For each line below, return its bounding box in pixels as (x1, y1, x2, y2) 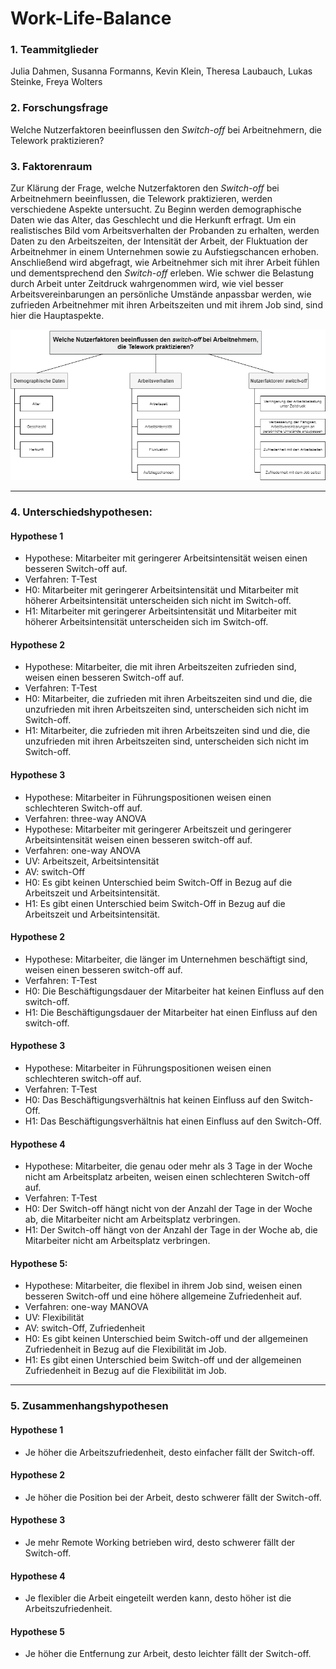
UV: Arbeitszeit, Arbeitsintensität (24, 855, 160, 867)
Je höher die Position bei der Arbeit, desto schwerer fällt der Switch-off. (24, 1491, 322, 1503)
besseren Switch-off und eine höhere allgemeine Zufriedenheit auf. (24, 1290, 302, 1302)
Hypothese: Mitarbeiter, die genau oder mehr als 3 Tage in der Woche (24, 1160, 313, 1172)
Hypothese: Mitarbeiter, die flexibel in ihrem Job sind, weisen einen (24, 1280, 303, 1292)
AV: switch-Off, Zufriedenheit (24, 1322, 145, 1334)
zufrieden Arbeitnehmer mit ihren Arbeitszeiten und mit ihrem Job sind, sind (10, 299, 323, 311)
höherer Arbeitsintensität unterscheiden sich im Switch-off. (24, 616, 269, 628)
